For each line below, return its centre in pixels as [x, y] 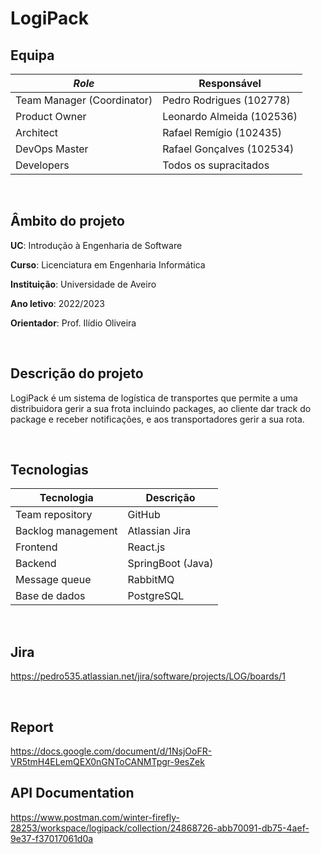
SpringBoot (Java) [170, 564]
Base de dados [50, 596]
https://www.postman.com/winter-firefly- [95, 817]
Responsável [230, 83]
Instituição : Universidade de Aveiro [83, 284]
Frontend [36, 547]
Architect [37, 132]
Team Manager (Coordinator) [84, 100]
